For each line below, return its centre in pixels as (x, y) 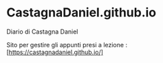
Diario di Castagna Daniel (42, 32)
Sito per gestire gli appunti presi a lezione (65, 45)
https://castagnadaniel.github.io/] (56, 52)
